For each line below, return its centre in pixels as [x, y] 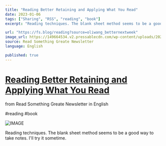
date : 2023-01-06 [23, 14]
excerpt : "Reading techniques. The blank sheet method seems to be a [78, 24]
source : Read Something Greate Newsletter [49, 42]
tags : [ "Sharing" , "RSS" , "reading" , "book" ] [53, 19]
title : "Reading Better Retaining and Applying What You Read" [72, 10]
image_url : [16, 37]
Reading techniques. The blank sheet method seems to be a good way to [80, 133]
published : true [22, 55]
